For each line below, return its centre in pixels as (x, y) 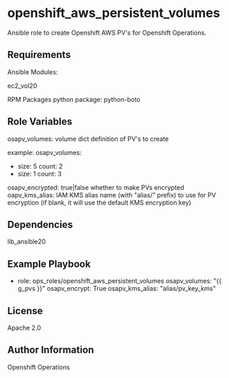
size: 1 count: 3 (40, 173)
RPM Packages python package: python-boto (74, 99)
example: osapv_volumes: (45, 152)
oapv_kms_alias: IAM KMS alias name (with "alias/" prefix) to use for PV (112, 195)
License (25, 310)
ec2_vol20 (22, 86)
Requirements (39, 55)
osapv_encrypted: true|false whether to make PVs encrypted (96, 187)
